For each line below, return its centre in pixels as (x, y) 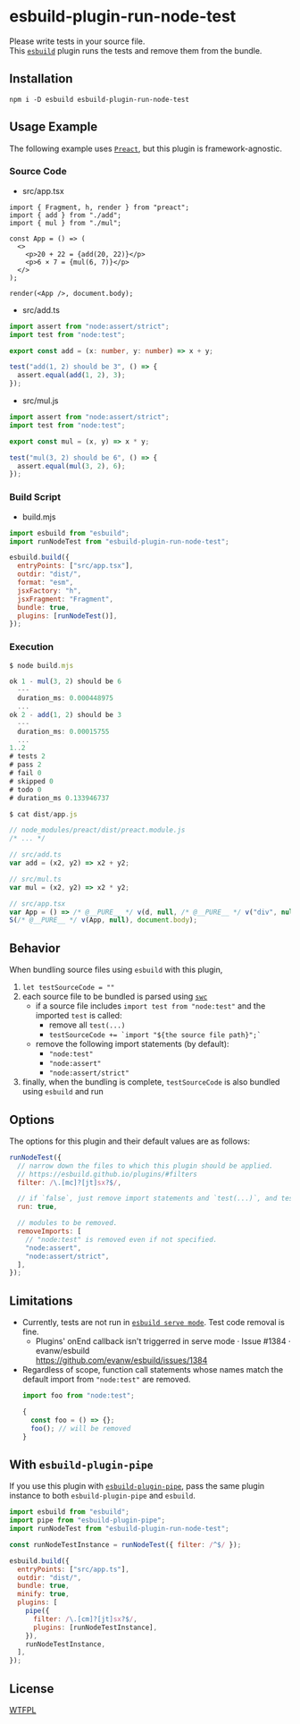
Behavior (35, 948)
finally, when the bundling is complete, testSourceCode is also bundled (151, 1082)
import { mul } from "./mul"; (66, 223)
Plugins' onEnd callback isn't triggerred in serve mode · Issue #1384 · (163, 1341)
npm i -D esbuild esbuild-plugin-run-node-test (100, 99)
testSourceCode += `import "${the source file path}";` (155, 1035)
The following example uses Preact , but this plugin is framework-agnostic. (146, 148)
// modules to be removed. (67, 1223)
